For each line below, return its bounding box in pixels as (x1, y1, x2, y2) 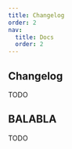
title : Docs (15, 33, 55, 41)
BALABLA (8, 112, 57, 126)
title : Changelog (8, 11, 65, 20)
